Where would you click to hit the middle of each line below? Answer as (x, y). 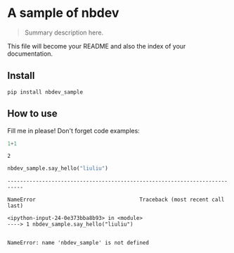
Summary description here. (64, 32)
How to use (32, 114)
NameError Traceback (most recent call (116, 200)
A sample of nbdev (63, 13)
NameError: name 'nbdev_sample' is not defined (78, 243)
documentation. (30, 54)
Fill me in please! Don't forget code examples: (74, 130)
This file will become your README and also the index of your (97, 46)
